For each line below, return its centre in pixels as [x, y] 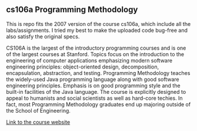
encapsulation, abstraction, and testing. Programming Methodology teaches [98, 73]
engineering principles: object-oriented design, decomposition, [83, 67]
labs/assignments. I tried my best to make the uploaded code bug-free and [97, 30]
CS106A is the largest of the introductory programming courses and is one [96, 48]
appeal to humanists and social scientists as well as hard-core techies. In [95, 98]
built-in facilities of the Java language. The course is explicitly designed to [96, 91]
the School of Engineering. [38, 110]
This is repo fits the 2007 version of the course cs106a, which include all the [98, 24]
